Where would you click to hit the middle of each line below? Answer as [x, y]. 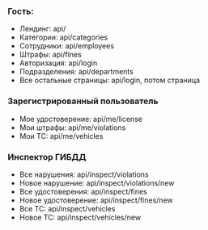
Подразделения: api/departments [76, 72]
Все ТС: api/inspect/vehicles [67, 208]
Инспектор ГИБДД [47, 157]
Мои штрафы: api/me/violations [72, 128]
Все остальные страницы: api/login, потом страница [109, 80]
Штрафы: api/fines [50, 55]
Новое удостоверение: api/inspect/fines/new [96, 200]
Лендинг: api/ [42, 29]
